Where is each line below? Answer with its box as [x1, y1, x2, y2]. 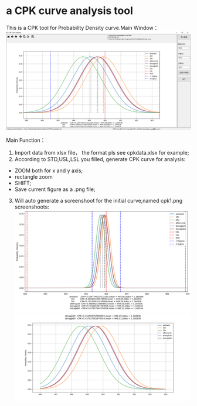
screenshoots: [14, 203, 50, 210]
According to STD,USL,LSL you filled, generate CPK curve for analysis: [14, 155, 186, 162]
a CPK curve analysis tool [6, 4, 134, 18]
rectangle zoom [14, 173, 53, 180]
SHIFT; [14, 179, 31, 186]
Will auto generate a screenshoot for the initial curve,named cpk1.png [14, 197, 183, 204]
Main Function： [6, 137, 46, 144]
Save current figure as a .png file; [14, 186, 96, 193]
